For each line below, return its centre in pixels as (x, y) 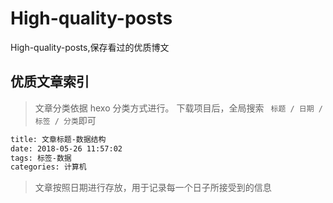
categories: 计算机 (48, 167)
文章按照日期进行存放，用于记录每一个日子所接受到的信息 (153, 188)
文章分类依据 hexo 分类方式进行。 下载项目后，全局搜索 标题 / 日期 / (178, 108)
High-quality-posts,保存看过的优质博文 (90, 47)
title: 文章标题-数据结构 (58, 139)
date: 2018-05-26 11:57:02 (66, 148)
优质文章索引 (50, 82)
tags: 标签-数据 (41, 158)
